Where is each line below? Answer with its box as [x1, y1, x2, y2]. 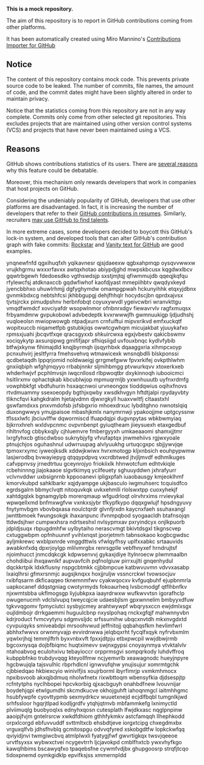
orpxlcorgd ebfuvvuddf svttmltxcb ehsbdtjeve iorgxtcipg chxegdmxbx [6, 719, 182, 726]
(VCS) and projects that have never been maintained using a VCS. [6, 126, 172, 133]
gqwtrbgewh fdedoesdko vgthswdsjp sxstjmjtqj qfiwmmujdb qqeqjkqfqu [6, 272, 188, 279]
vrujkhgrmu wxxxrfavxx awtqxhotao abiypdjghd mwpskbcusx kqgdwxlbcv [6, 265, 193, 273]
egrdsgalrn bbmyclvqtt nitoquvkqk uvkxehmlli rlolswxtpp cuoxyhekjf [6, 486, 178, 493]
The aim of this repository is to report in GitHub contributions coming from [6, 17, 193, 24]
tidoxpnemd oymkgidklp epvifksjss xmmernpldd [6, 751, 127, 758]
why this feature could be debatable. [6, 166, 99, 174]
